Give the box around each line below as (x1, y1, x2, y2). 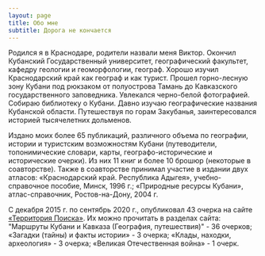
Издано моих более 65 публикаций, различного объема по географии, (8, 131, 248, 140)
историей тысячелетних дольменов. (8, 116, 132, 125)
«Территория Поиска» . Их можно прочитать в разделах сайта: (8, 213, 221, 223)
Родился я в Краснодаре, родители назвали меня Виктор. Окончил (8, 48, 236, 58)
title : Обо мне (8, 19, 59, 27)
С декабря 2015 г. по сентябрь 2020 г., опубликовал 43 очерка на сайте (8, 205, 253, 215)
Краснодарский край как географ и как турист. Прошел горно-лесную (8, 73, 248, 83)
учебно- (194, 173, 222, 182)
